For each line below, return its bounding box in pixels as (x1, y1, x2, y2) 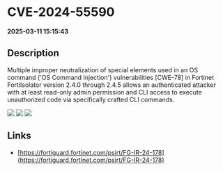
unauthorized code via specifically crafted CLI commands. (7, 95, 175, 104)
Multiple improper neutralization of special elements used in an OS (7, 65, 199, 74)
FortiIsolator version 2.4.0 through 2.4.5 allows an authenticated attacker (7, 81, 216, 89)
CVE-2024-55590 (7, 4, 115, 20)
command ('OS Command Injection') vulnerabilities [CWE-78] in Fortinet (7, 73, 215, 81)
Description (7, 47, 59, 59)
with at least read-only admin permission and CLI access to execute (7, 88, 202, 96)
